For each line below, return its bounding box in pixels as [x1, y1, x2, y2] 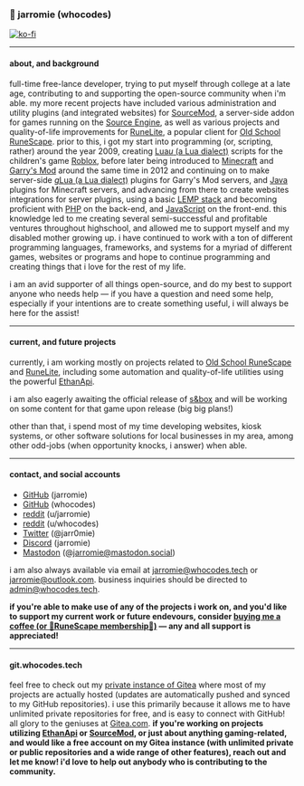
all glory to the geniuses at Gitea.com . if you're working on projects [9, 718, 264, 729]
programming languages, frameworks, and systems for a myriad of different [9, 242, 292, 253]
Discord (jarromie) [22, 537, 91, 548]
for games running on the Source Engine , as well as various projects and [9, 117, 280, 128]
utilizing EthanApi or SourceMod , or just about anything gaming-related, [9, 728, 288, 739]
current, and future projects [9, 337, 116, 348]
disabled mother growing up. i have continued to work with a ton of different [9, 232, 293, 243]
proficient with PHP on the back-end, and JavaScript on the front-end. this [9, 203, 288, 214]
